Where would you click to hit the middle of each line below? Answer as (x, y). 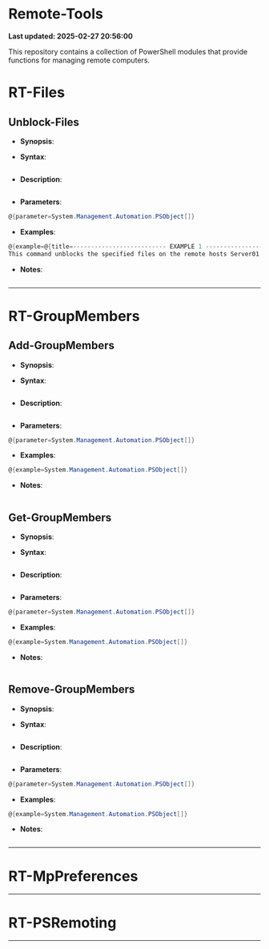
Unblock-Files (44, 122)
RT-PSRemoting (62, 923)
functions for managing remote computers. (79, 60)
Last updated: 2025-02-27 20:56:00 (71, 36)
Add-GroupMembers (61, 346)
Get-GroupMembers (60, 517)
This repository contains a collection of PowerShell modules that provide (128, 51)
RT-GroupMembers (74, 316)
